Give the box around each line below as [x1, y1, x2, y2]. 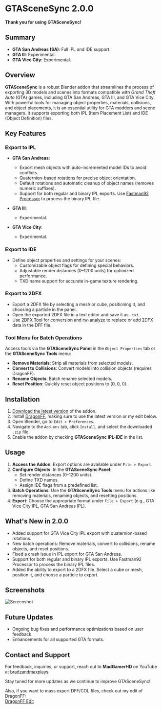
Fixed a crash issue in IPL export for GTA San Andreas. [12, 551, 122, 557]
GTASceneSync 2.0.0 [5, 3, 94, 14]
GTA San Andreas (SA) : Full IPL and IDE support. [12, 46, 111, 52]
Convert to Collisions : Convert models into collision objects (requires [12, 365, 152, 371]
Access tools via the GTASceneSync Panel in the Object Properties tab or [5, 346, 156, 352]
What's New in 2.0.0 [5, 517, 68, 525]
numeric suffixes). [19, 186, 56, 191]
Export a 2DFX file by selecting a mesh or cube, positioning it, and [12, 301, 145, 307]
